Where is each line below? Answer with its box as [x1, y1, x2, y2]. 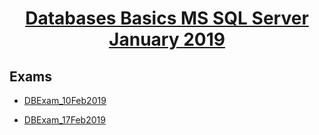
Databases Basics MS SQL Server [25, 7, 309, 30]
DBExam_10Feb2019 [23, 95, 107, 106]
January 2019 [108, 28, 226, 51]
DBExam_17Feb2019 [23, 114, 106, 126]
